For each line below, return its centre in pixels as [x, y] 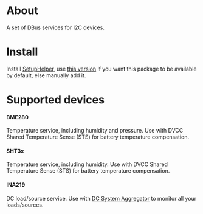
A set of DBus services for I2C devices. [55, 27]
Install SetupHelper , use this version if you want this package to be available [101, 69]
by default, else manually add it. [46, 75]
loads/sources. [25, 205]
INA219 [16, 185]
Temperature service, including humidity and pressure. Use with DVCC [95, 131]
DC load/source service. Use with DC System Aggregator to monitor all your [101, 198]
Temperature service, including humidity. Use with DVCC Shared [87, 164]
